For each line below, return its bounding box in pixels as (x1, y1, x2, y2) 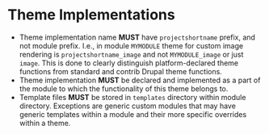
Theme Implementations (7, 6, 175, 24)
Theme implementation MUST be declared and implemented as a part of (19, 75, 261, 85)
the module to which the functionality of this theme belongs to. (19, 83, 229, 94)
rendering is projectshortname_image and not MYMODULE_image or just (19, 49, 244, 59)
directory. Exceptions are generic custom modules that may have (19, 101, 236, 111)
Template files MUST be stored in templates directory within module (19, 92, 246, 102)
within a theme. (19, 118, 71, 128)
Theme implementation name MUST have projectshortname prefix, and (19, 32, 256, 42)
